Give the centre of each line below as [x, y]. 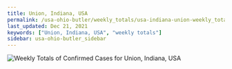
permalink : [23, 20]
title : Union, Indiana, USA [48, 13]
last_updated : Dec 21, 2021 [48, 26]
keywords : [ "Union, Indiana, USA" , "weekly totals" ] [85, 32]
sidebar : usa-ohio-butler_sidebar [57, 39]
